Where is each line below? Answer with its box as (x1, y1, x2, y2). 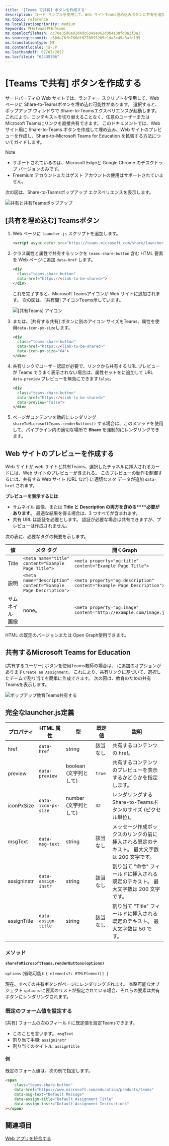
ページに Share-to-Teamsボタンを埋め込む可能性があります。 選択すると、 (5, 101, 160, 107)
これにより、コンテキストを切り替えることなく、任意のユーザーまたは (5, 114, 150, 120)
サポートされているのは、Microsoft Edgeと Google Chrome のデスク (12, 160, 154, 166)
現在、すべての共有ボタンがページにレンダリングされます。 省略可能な (5, 981, 151, 987)
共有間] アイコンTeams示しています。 (46, 297, 124, 303)
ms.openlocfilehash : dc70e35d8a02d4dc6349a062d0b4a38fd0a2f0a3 (5, 31, 141, 36)
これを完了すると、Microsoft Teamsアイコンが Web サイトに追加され (12, 290, 156, 296)
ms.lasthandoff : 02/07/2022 (5, 49, 64, 54)
